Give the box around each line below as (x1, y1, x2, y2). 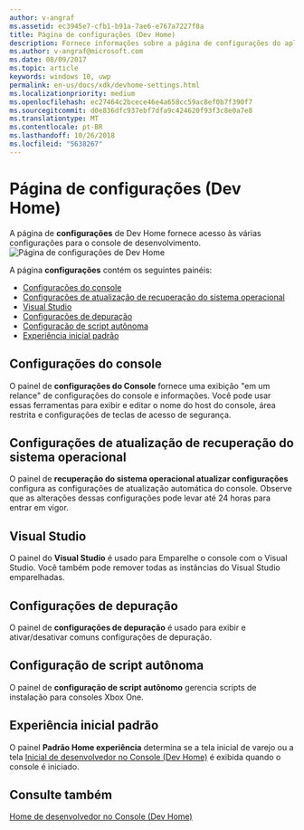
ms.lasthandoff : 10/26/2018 (9, 131, 116, 140)
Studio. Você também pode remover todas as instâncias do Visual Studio (9, 562, 280, 573)
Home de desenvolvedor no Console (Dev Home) (9, 811, 193, 822)
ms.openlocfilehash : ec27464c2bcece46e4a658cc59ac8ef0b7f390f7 (9, 97, 253, 107)
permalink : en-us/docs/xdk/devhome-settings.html (9, 81, 201, 90)
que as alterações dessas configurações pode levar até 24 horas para (9, 492, 271, 503)
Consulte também (9, 787, 113, 802)
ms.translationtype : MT (9, 114, 100, 123)
